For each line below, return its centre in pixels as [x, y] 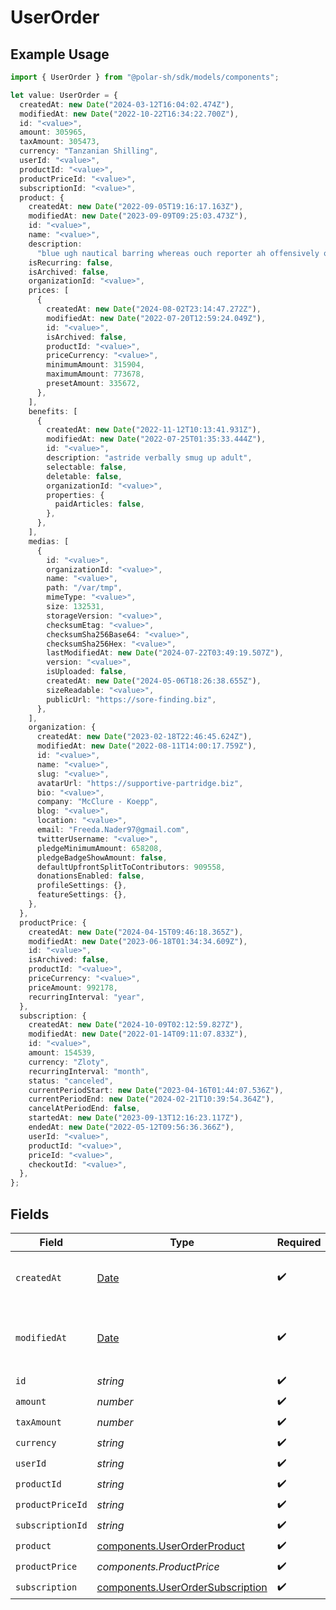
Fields [30, 1214]
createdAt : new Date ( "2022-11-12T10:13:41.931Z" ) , [154, 430]
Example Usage [60, 54]
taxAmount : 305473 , [60, 142]
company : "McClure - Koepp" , [97, 802]
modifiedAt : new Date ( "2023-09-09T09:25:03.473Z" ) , [138, 216]
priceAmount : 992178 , [73, 987]
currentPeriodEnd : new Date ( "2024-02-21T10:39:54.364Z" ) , [151, 1099]
